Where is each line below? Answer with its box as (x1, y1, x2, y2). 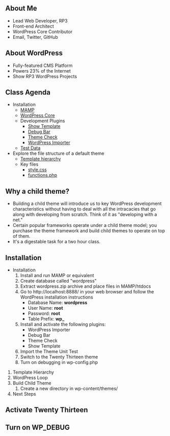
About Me (5, 4, 37, 13)
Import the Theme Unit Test (20, 349, 78, 355)
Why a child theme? (5, 187, 70, 196)
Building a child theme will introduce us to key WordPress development (12, 200, 162, 206)
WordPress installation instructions (20, 294, 93, 301)
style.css (27, 167, 47, 173)
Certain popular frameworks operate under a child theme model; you (12, 222, 157, 228)
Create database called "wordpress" (20, 278, 97, 284)
